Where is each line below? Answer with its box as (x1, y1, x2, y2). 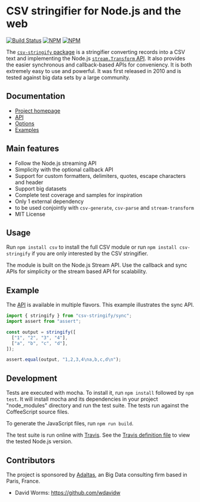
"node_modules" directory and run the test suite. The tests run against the (6, 402, 189, 409)
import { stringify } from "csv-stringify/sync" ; (6, 313, 133, 319)
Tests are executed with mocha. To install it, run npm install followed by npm (6, 389, 194, 397)
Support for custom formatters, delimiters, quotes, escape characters (14, 172, 186, 179)
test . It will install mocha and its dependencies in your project (6, 395, 158, 403)
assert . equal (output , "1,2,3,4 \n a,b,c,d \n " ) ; (6, 356, 121, 363)
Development (6, 373, 58, 383)
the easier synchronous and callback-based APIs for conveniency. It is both (6, 61, 192, 68)
